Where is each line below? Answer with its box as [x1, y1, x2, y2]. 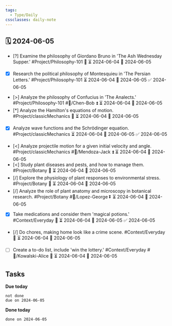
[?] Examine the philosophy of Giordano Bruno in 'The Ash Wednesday [12, 53, 162, 59]
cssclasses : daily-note [5, 17, 56, 22]
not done [5, 294, 24, 299]
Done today [5, 307, 31, 313]
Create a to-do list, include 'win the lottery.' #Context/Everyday [12, 247, 146, 253]
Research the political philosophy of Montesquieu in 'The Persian [12, 70, 150, 77]
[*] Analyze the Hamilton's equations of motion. [12, 107, 114, 114]
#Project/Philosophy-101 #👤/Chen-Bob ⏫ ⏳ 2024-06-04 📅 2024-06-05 [12, 100, 163, 106]
